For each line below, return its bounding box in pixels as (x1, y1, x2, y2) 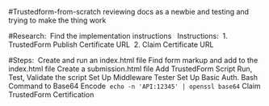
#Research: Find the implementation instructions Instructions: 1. (8, 32, 228, 40)
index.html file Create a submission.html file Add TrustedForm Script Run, (8, 64, 253, 74)
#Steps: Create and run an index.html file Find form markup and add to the (8, 56, 258, 65)
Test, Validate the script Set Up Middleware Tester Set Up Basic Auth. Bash (8, 73, 258, 82)
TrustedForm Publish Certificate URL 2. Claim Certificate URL (8, 40, 214, 49)
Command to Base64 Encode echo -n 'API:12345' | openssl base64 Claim (8, 81, 261, 91)
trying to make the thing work (8, 15, 107, 25)
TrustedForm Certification (8, 90, 95, 100)
